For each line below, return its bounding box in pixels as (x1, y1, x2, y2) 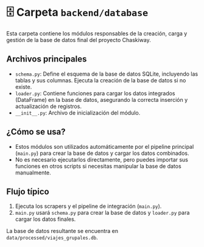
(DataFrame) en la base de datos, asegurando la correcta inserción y (15, 96, 188, 103)
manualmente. (15, 169, 52, 176)
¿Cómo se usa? (6, 127, 66, 137)
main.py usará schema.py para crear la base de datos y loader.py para (15, 209, 190, 217)
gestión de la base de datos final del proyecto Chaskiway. (6, 36, 151, 43)
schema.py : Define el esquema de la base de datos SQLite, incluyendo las (15, 70, 199, 77)
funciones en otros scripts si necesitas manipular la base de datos (15, 162, 181, 170)
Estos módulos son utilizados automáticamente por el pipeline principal (15, 143, 194, 150)
